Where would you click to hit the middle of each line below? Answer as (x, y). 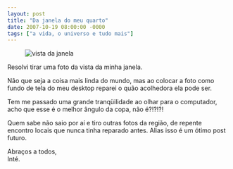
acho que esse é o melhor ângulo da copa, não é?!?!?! (86, 109)
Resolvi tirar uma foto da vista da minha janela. (75, 67)
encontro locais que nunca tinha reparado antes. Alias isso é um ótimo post (117, 130)
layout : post (26, 14)
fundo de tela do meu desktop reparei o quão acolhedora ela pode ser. (110, 88)
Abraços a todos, (32, 151)
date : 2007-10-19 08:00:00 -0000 (56, 27)
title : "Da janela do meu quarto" (58, 20)
